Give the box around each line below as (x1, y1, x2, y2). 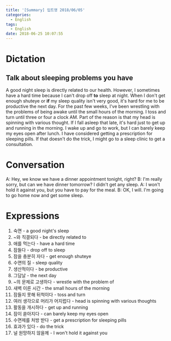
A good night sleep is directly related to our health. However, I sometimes (6, 87, 160, 93)
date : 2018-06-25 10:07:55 (6, 31, 63, 36)
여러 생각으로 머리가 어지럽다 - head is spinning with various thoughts (13, 298, 157, 304)
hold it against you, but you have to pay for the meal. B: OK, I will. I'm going (6, 187, 164, 193)
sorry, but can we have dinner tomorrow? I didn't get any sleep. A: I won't (6, 181, 160, 187)
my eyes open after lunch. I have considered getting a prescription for (6, 131, 153, 136)
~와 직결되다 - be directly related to (13, 234, 86, 240)
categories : (6, 12, 31, 17)
